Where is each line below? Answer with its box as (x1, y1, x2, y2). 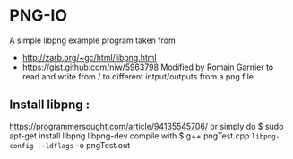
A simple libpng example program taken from (9, 35, 177, 46)
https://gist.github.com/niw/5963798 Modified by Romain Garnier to (22, 62, 274, 72)
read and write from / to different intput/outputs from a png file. (22, 71, 256, 81)
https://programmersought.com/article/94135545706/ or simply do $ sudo (9, 121, 284, 131)
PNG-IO (9, 5, 68, 26)
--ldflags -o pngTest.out (37, 139, 131, 150)
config (9, 141, 34, 150)
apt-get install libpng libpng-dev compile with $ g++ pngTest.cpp (9, 130, 250, 141)
